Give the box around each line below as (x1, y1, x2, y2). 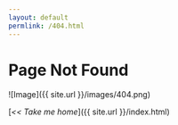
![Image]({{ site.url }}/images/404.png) (8, 89, 151, 100)
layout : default (8, 12, 69, 22)
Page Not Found (8, 60, 129, 80)
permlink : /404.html (8, 21, 85, 30)
